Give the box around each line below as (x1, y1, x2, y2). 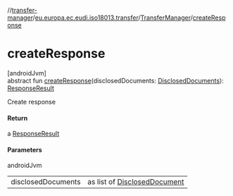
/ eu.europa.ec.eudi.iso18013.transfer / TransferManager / (32, 13, 194, 22)
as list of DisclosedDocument (87, 177, 184, 187)
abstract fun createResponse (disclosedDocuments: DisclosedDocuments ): (7, 76, 224, 85)
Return (7, 114, 28, 122)
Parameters (7, 145, 42, 154)
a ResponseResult (7, 130, 60, 138)
